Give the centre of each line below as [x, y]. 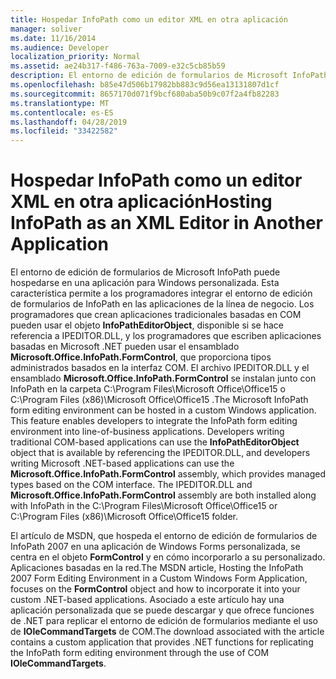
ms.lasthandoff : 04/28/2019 [69, 122]
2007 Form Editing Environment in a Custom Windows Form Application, [159, 578]
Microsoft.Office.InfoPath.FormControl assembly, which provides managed [168, 474]
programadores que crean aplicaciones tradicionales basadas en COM [156, 315]
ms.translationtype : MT [60, 103]
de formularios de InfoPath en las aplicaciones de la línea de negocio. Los [162, 304]
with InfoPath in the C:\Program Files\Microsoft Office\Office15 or [144, 506]
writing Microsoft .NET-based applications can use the [122, 463]
